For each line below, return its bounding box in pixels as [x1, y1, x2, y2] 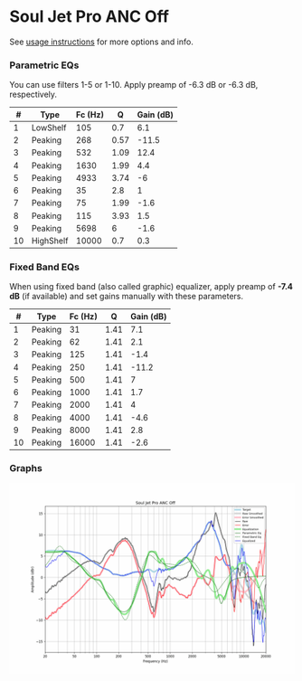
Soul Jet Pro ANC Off [9, 6, 170, 27]
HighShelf [31, 235, 69, 246]
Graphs [9, 462, 42, 475]
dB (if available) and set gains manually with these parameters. [9, 291, 244, 302]
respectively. [9, 89, 57, 100]
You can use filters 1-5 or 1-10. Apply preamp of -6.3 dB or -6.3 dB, [9, 80, 259, 90]
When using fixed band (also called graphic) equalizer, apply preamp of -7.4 [9, 281, 294, 292]
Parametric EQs [9, 59, 80, 71]
